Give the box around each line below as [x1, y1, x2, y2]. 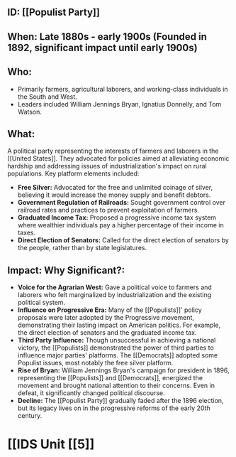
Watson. [17, 107, 43, 116]
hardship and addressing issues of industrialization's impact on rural [7, 162, 207, 171]
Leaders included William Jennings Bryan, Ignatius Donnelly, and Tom [17, 100, 222, 108]
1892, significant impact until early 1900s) [7, 41, 198, 53]
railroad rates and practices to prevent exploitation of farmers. [17, 206, 200, 215]
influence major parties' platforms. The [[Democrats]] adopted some [17, 351, 218, 360]
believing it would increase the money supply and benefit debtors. [17, 190, 211, 199]
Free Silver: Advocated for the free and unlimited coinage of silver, [17, 183, 213, 192]
